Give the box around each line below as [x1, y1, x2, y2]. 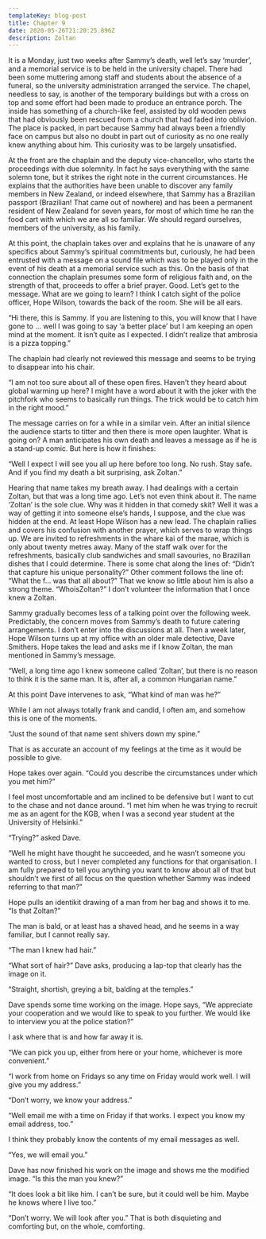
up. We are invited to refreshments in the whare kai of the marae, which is [8, 534, 250, 543]
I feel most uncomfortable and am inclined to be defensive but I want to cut [8, 792, 254, 802]
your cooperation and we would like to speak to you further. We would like [8, 1008, 251, 1018]
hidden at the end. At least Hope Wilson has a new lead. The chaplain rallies [8, 517, 256, 526]
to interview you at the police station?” [8, 1017, 134, 1027]
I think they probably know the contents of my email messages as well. [8, 1135, 240, 1144]
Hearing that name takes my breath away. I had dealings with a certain [8, 483, 239, 493]
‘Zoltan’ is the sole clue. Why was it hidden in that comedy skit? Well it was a [8, 500, 259, 510]
